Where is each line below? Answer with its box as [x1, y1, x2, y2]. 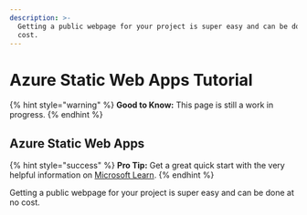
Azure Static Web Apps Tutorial [9, 69, 253, 90]
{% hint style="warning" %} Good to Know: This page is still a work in [9, 99, 274, 110]
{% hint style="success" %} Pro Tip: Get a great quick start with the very [9, 160, 285, 171]
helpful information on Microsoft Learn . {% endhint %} [9, 169, 215, 180]
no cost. [9, 197, 40, 208]
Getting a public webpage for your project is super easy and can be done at [9, 188, 294, 199]
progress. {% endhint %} [9, 109, 103, 120]
